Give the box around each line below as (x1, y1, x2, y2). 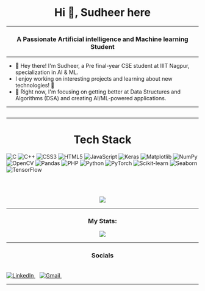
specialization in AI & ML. (15, 68, 79, 76)
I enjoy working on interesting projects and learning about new (15, 75, 173, 83)
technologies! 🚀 (15, 82, 55, 89)
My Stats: (88, 217, 117, 226)
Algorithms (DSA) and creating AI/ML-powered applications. (15, 95, 167, 102)
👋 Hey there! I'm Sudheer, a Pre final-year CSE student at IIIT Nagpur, (15, 62, 190, 70)
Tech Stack (73, 133, 132, 147)
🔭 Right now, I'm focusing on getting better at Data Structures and (15, 88, 181, 95)
